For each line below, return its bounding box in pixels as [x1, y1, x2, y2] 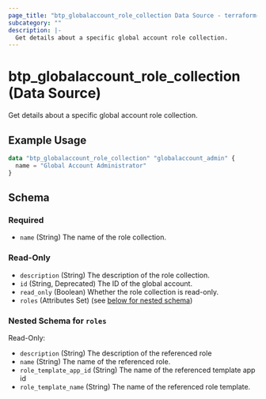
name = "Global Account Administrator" [15, 161, 147, 170]
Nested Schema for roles [8, 315, 107, 326]
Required [8, 214, 44, 225]
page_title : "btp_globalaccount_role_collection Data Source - [8, 11, 222, 20]
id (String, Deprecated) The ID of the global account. [19, 278, 192, 288]
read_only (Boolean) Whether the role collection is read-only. [19, 287, 219, 296]
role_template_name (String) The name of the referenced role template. [19, 382, 251, 391]
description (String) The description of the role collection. [19, 270, 210, 280]
